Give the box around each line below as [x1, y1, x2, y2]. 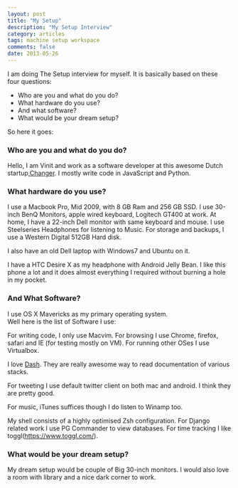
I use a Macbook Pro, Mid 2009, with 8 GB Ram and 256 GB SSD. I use [7, 203, 214, 211]
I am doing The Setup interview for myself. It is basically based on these [7, 69, 218, 78]
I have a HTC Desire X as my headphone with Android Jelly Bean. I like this [7, 260, 226, 269]
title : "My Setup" [7, 17, 62, 24]
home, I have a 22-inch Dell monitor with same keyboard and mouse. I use [7, 218, 225, 226]
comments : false [7, 43, 55, 51]
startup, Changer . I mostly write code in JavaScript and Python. [7, 169, 191, 178]
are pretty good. [7, 388, 55, 397]
